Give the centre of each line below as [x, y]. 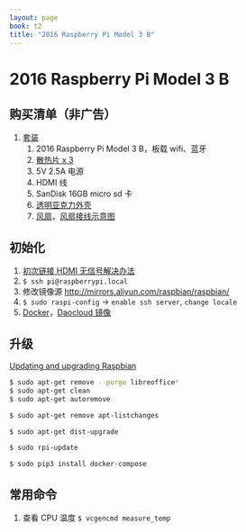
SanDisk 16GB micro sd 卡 [84, 194]
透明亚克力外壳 [64, 205]
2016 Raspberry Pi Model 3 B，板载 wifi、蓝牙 [121, 149]
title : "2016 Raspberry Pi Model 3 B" [82, 34]
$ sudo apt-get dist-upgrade [64, 432]
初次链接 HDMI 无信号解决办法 [78, 271]
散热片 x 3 [55, 160]
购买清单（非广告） [63, 114]
